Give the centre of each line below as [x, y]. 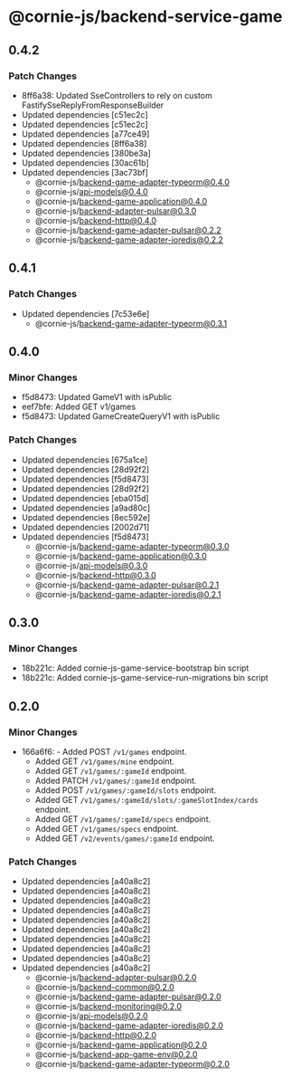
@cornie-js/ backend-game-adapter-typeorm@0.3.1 [131, 323]
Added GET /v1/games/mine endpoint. [105, 761]
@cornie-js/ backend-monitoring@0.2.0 [108, 1006]
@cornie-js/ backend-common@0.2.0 [105, 987]
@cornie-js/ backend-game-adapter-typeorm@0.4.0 [132, 182]
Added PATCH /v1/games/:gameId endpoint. [116, 780]
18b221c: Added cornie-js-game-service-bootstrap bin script [135, 668]
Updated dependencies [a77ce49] [85, 134]
